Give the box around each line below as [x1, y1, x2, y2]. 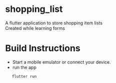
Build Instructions [5, 43, 81, 54]
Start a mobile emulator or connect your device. [12, 59, 111, 65]
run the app [12, 64, 36, 70]
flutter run [11, 74, 37, 79]
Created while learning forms [5, 25, 65, 31]
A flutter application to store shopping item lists [5, 20, 102, 26]
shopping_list [5, 3, 63, 15]
